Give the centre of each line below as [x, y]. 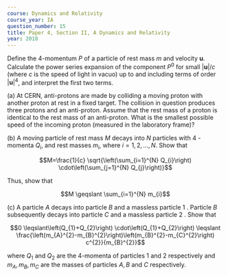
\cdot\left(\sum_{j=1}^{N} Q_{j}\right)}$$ [115, 168]
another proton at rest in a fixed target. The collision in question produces [111, 103]
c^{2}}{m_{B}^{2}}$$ [115, 242]
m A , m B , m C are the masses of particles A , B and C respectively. [97, 266]
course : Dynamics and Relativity [55, 13]
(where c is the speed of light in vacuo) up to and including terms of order [112, 74]
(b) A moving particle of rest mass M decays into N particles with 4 [102, 138]
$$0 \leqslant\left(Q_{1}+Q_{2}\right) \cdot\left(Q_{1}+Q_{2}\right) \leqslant [115, 228]
